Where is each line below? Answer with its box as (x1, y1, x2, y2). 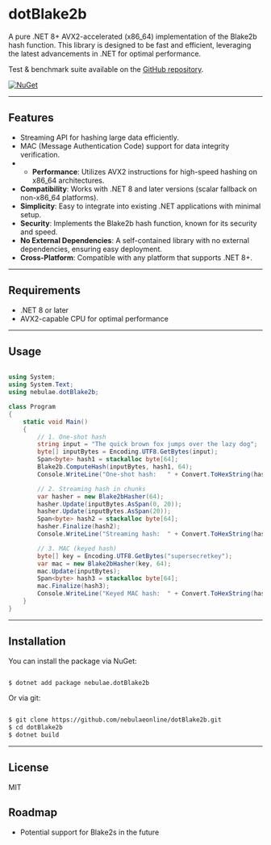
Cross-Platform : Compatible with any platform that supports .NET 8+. (19, 252, 252, 263)
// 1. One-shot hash (37, 433, 106, 441)
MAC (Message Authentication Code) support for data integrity (19, 141, 230, 150)
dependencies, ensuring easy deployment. (19, 244, 163, 254)
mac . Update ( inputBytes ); (37, 567, 121, 575)
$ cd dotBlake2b (8, 724, 63, 732)
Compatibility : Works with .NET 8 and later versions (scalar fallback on (19, 183, 257, 194)
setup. (19, 209, 42, 219)
